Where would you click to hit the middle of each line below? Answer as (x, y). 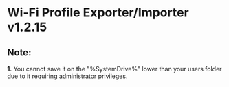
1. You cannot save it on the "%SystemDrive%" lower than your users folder (115, 69)
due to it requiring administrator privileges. (67, 76)
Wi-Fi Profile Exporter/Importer (98, 13)
